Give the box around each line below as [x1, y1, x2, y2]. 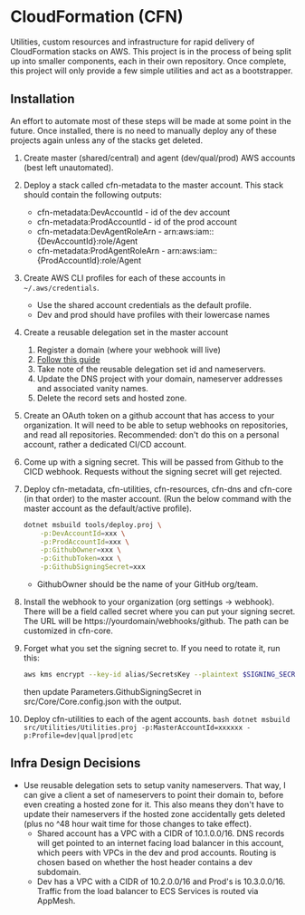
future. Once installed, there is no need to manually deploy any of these [10, 125, 277, 136]
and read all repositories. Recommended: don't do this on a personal [23, 429, 280, 440]
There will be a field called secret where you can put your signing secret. [23, 606, 296, 617]
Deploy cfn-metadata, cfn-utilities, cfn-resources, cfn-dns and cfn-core [23, 483, 293, 495]
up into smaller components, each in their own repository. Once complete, [10, 55, 287, 66]
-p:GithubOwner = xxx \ [40, 545, 121, 554]
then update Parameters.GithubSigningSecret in [23, 686, 202, 697]
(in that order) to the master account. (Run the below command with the [23, 493, 292, 504]
